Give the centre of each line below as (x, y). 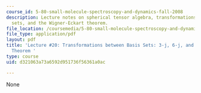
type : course (22, 56)
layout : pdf (21, 40)
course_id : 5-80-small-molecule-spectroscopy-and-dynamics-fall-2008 (95, 12)
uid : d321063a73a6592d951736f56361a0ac (56, 62)
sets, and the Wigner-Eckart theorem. (60, 23)
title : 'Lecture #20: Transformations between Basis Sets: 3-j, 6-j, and (100, 46)
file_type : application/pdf (41, 34)
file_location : (25, 28)
